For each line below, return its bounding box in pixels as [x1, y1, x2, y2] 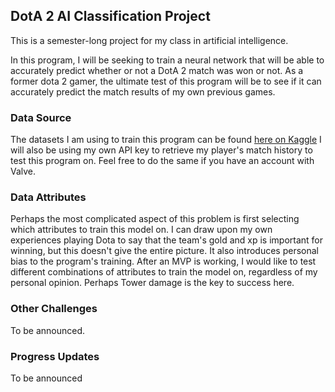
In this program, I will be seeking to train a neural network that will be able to [10, 54, 325, 66]
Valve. [10, 165, 37, 178]
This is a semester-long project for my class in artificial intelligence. [10, 34, 289, 46]
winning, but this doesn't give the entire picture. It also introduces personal [10, 245, 320, 257]
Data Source [10, 110, 72, 124]
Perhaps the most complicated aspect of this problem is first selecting [10, 213, 300, 225]
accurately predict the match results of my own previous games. [10, 85, 276, 98]
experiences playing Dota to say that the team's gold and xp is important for [10, 234, 324, 246]
